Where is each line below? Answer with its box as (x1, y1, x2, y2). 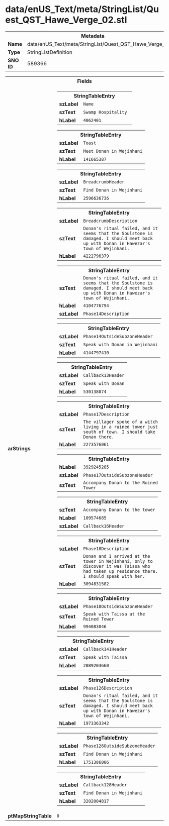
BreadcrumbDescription (82, 218, 137, 224)
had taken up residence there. (82, 568, 158, 574)
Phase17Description (82, 411, 130, 417)
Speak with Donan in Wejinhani (82, 342, 158, 347)
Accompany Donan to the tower (82, 506, 156, 512)
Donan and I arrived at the (82, 553, 150, 559)
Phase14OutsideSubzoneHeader (82, 333, 153, 339)
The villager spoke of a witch (82, 419, 158, 425)
